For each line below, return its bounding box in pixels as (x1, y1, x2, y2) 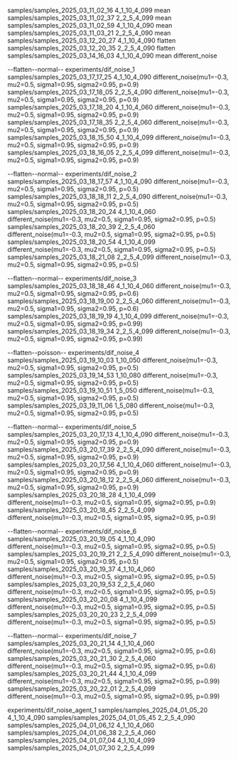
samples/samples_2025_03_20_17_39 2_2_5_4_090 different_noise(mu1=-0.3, (7, 445, 232, 454)
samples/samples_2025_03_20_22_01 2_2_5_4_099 (7, 684, 156, 693)
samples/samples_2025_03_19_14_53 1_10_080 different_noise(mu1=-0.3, (7, 371, 218, 379)
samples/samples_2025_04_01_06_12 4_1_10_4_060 (7, 721, 155, 729)
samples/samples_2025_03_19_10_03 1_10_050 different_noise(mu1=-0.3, (7, 356, 218, 364)
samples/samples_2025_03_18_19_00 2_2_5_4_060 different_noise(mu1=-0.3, (7, 297, 231, 305)
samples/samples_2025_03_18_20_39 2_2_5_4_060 (7, 223, 156, 230)
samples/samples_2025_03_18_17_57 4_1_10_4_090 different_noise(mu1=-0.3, (7, 177, 229, 186)
